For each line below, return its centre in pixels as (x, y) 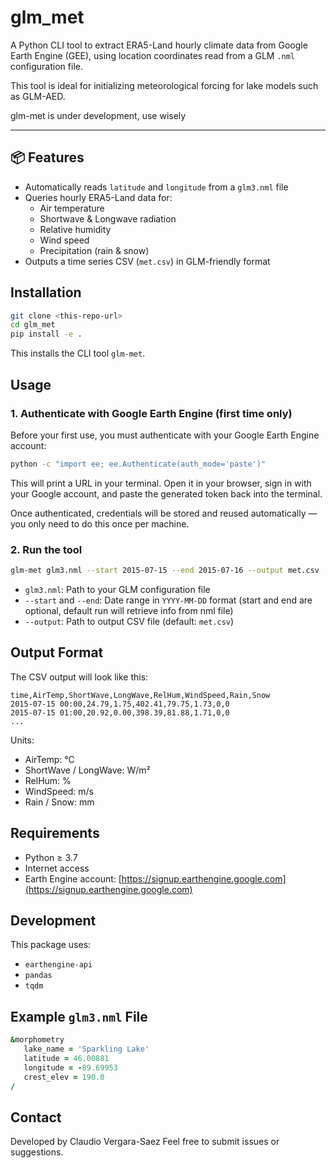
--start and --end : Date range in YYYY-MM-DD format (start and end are (168, 600)
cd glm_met (33, 325)
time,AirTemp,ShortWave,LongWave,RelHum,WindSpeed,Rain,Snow (140, 695)
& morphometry (37, 1040)
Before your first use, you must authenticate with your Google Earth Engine (165, 435)
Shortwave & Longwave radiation (108, 218)
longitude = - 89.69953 (70, 1067)
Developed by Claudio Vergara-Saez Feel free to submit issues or (145, 1142)
